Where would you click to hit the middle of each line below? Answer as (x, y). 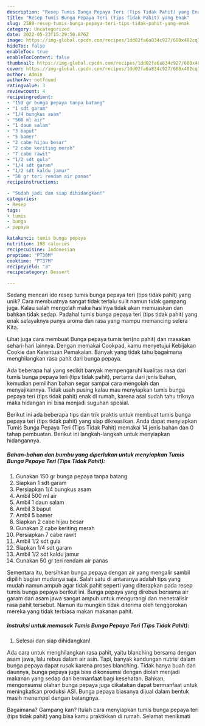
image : (15, 40)
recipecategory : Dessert (38, 272)
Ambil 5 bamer (34, 516)
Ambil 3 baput (33, 509)
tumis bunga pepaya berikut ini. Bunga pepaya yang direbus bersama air (98, 592)
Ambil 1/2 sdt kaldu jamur (47, 554)
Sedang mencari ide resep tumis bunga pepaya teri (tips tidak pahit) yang (99, 295)
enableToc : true (27, 52)
